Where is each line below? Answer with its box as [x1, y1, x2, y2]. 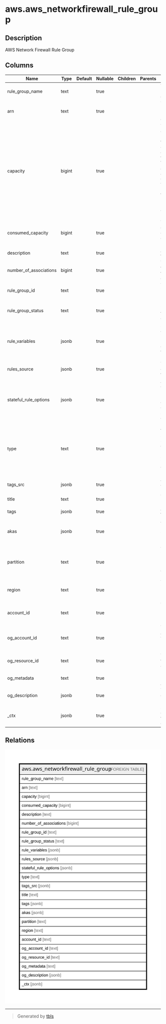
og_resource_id [7, 657, 39, 663]
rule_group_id [7, 287, 36, 293]
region [7, 587, 21, 593]
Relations [5, 736, 35, 745]
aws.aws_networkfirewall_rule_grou [5, 3, 158, 15]
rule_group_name [7, 88, 43, 94]
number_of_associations [7, 268, 57, 273]
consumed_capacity [7, 230, 48, 236]
